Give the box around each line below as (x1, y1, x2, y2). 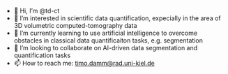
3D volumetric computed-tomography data (13, 22, 137, 29)
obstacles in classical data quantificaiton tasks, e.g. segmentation (13, 36, 204, 45)
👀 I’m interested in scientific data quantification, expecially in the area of (13, 14, 221, 22)
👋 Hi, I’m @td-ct (13, 7, 60, 15)
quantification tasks (13, 51, 71, 59)
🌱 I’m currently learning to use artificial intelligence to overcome (13, 29, 197, 37)
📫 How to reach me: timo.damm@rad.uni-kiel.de (13, 59, 155, 67)
